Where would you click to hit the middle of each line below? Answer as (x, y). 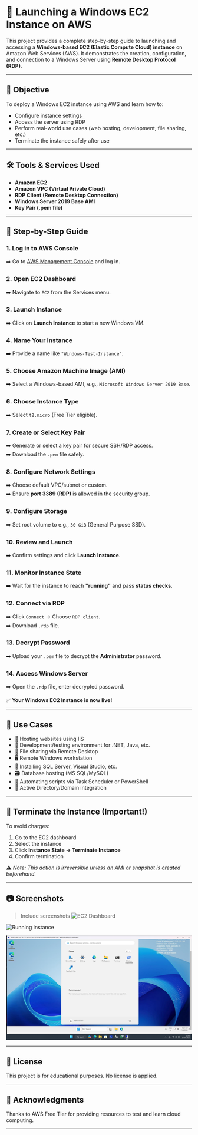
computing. (20, 1120)
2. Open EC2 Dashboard (41, 279)
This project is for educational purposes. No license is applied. (82, 1076)
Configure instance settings (48, 115)
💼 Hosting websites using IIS (49, 739)
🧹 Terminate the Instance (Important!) (77, 812)
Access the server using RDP (50, 122)
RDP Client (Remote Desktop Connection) (67, 195)
